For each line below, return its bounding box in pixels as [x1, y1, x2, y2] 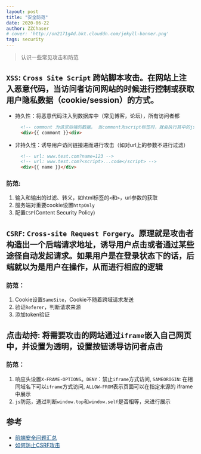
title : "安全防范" [6, 14, 49, 20]
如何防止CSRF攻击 [14, 441, 61, 449]
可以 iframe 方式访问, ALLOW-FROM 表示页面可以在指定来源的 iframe [35, 383, 193, 390]
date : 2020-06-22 [6, 20, 50, 26]
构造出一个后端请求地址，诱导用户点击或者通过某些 [6, 240, 194, 250]
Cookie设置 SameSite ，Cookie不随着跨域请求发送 [14, 296, 134, 303]
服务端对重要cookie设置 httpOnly [14, 201, 95, 209]
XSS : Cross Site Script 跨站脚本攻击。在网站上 [6, 73, 179, 83]
